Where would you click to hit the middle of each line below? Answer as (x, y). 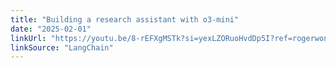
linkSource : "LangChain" (62, 47)
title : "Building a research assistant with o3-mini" (125, 19)
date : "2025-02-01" (51, 29)
